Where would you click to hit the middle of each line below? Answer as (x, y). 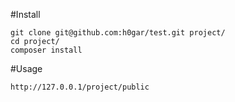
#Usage (26, 68)
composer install (46, 50)
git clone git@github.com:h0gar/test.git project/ (118, 33)
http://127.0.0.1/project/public (80, 87)
